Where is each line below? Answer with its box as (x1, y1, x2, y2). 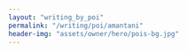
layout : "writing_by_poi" (8, 12, 104, 22)
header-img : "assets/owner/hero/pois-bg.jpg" (8, 29, 179, 38)
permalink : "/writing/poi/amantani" (8, 21, 144, 30)
